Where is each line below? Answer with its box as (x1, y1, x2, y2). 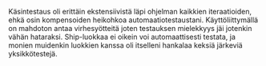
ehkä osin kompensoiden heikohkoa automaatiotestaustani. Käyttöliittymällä (8, 15, 259, 25)
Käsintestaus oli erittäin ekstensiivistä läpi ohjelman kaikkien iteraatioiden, (8, 7, 252, 16)
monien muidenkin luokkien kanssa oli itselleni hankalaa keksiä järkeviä (8, 41, 243, 50)
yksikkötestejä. (8, 49, 58, 58)
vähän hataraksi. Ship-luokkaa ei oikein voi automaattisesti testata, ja (8, 32, 236, 41)
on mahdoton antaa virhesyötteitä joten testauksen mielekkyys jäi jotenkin (8, 24, 252, 33)
